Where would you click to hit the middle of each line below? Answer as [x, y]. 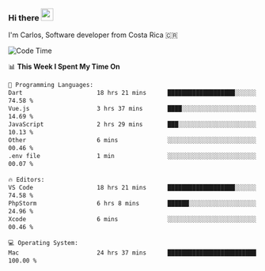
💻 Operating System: [44, 243]
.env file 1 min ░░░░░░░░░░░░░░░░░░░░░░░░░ [132, 156]
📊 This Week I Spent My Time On [64, 66]
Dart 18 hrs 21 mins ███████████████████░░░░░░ [132, 93]
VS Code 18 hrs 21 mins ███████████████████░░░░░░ [132, 188]
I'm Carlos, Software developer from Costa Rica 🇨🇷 [93, 35]
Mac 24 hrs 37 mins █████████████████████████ [132, 253]
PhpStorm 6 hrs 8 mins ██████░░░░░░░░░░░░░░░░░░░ [132, 204]
